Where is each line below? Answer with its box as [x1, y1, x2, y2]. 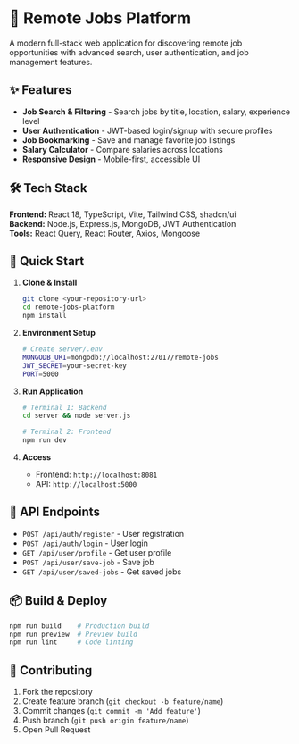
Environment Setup [21, 328, 96, 338]
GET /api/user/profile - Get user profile [21, 547, 172, 557]
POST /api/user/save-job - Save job [21, 556, 154, 567]
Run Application [21, 386, 84, 397]
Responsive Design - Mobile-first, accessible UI [21, 154, 201, 164]
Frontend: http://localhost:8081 [35, 469, 158, 480]
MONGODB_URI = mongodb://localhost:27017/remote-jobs [21, 353, 219, 362]
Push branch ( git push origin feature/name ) [21, 715, 189, 726]
